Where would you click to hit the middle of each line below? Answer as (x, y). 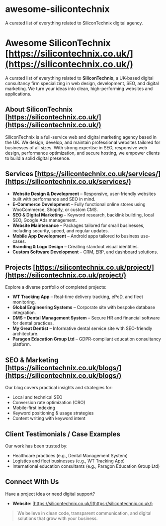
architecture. (25, 334)
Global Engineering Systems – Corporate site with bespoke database (84, 308)
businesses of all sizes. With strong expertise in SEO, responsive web (76, 147)
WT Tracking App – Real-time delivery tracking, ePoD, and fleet (78, 297)
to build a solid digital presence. (38, 158)
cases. (19, 241)
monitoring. (24, 302)
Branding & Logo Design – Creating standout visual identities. (76, 246)
